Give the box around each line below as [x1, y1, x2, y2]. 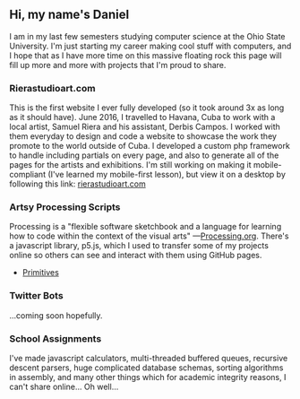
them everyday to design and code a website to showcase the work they [9, 131, 278, 142]
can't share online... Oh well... [9, 381, 119, 392]
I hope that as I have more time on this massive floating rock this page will [9, 49, 282, 61]
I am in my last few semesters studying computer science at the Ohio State [9, 30, 286, 41]
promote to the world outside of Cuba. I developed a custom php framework [9, 141, 291, 152]
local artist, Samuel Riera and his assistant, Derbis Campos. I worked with [9, 121, 280, 133]
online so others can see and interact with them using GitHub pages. [9, 250, 262, 261]
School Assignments [9, 332, 102, 344]
